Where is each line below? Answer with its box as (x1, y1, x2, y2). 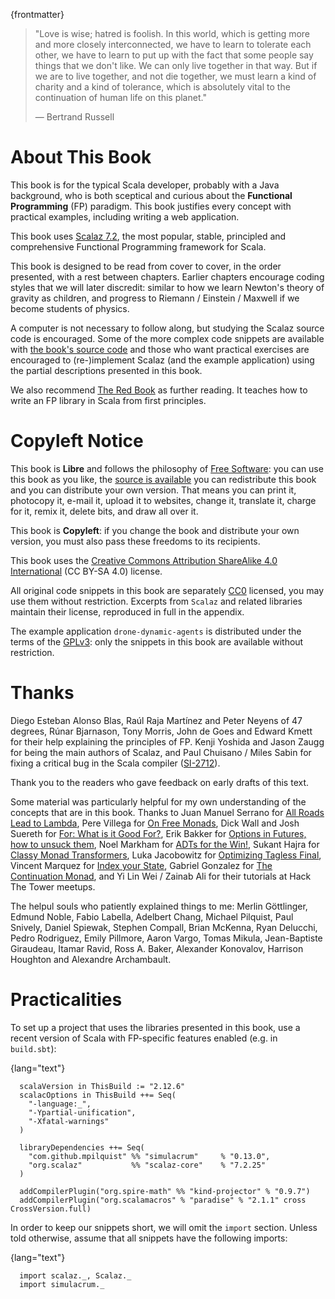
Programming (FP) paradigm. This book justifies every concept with (10, 200, 292, 212)
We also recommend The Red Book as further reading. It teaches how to (10, 384, 308, 396)
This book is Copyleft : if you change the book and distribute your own (10, 524, 300, 536)
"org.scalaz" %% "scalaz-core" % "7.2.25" (28, 1160, 267, 1170)
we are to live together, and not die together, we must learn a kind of (34, 70, 317, 82)
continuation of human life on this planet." (34, 92, 207, 103)
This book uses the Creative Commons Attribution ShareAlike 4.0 (10, 554, 278, 566)
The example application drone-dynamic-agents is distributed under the (10, 625, 302, 637)
